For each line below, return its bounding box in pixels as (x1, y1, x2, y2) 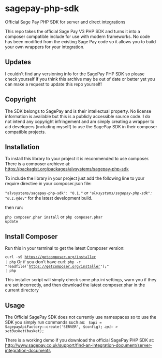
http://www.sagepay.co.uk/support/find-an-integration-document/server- (5, 342, 152, 348)
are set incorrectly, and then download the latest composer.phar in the (5, 282, 145, 288)
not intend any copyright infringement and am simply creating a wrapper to (5, 119, 155, 124)
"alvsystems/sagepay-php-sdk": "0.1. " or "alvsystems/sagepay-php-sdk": (5, 190, 152, 196)
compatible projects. (5, 129, 46, 135)
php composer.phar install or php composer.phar (5, 214, 103, 220)
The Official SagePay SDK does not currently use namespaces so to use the (5, 314, 157, 320)
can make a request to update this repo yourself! (5, 81, 102, 87)
